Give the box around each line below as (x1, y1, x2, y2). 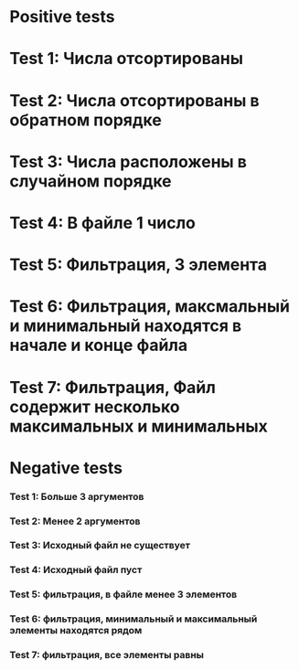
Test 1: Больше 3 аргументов (9, 490, 144, 503)
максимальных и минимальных (9, 416, 268, 436)
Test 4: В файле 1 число (9, 212, 197, 233)
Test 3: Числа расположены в (9, 151, 247, 172)
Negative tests (9, 457, 123, 478)
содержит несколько (9, 396, 180, 417)
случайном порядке (9, 171, 172, 191)
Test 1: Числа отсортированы (9, 48, 244, 69)
